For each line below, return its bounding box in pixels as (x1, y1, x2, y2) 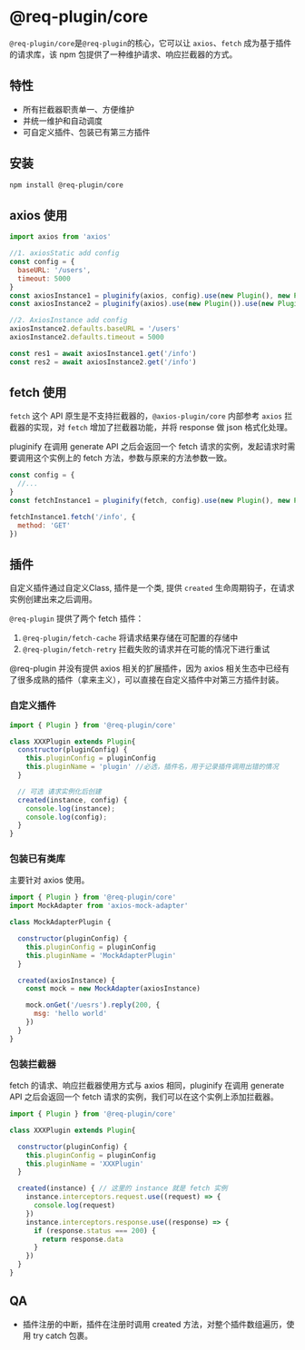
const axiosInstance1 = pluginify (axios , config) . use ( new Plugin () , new (9, 291, 290, 301)
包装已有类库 (9, 852, 66, 865)
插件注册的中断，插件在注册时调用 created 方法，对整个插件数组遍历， (22, 1318, 288, 1329)
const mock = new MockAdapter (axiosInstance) (25, 984, 202, 993)
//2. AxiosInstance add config (9, 316, 128, 325)
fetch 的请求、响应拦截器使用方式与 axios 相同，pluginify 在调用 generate (9, 1080, 284, 1091)
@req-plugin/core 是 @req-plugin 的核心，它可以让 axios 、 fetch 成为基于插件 (9, 37, 292, 48)
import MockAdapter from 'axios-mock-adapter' (9, 902, 189, 911)
